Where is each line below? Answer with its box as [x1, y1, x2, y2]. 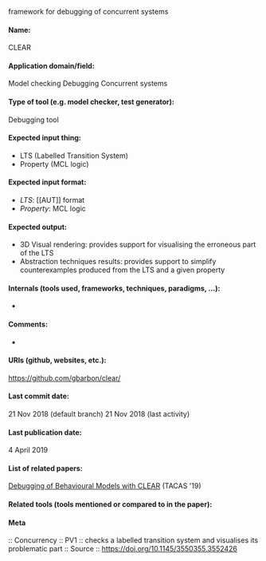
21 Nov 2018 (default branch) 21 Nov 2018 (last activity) [8, 409, 190, 419]
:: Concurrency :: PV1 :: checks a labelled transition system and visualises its [8, 535, 259, 545]
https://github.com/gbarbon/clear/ [8, 373, 121, 382]
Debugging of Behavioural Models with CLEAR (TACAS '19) [8, 481, 201, 491]
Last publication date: [8, 427, 82, 437]
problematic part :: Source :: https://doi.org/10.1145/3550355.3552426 [8, 544, 237, 554]
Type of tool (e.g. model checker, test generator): [8, 97, 175, 106]
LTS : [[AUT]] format [19, 196, 85, 205]
